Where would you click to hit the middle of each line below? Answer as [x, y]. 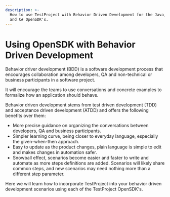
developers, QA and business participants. [57, 131]
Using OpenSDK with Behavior [70, 44]
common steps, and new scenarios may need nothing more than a [81, 169]
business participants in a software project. [50, 80]
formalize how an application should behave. [52, 95]
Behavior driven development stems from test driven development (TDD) [81, 105]
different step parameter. [38, 174]
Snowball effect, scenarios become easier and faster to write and [81, 158]
